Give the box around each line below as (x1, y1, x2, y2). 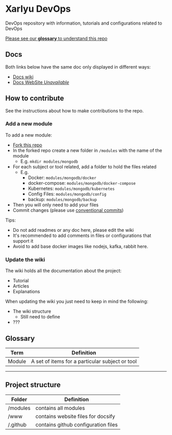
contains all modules (35, 404, 85, 411)
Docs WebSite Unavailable (12, 79, 70, 85)
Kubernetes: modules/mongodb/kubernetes (28, 185, 115, 191)
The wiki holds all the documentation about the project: (5, 268, 122, 274)
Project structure (5, 381, 61, 389)
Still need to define (20, 314, 60, 320)
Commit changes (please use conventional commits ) (12, 207, 124, 213)
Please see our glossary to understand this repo (5, 35, 107, 41)
